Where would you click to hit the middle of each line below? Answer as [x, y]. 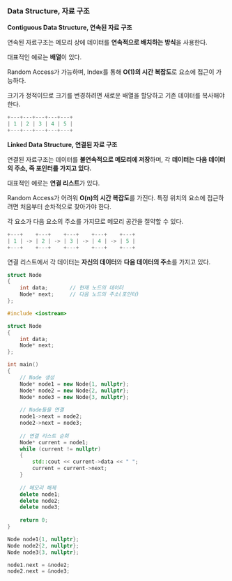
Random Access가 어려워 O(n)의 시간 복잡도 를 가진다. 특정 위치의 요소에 [106, 197]
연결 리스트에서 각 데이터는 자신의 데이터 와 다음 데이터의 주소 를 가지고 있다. [109, 262]
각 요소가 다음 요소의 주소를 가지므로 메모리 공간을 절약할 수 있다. [95, 221]
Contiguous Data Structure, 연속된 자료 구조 [70, 28]
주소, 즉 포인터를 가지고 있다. [53, 168]
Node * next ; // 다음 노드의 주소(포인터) [79, 294]
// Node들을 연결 [42, 410]
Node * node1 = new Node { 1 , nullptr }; [75, 384]
